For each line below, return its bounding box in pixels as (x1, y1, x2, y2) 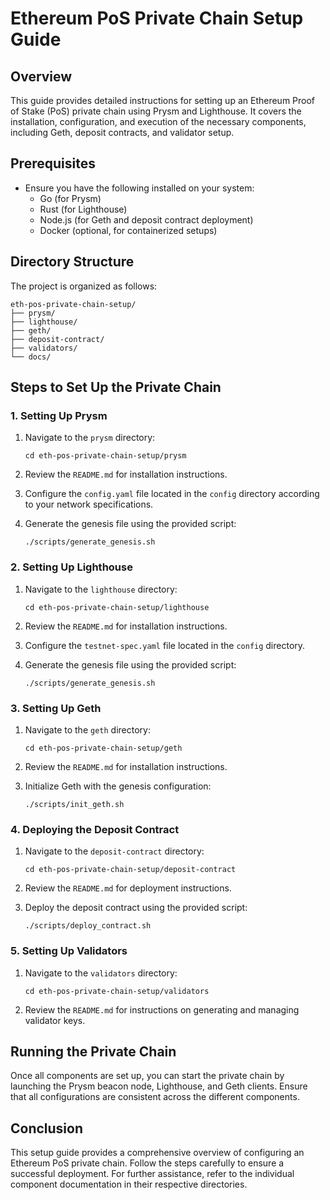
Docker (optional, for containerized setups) (39, 224, 218, 236)
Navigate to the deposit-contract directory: (24, 845, 205, 857)
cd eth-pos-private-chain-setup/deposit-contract (24, 865, 237, 875)
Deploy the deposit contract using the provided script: (24, 902, 248, 914)
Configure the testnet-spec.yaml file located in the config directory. (24, 639, 306, 651)
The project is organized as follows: (10, 280, 158, 292)
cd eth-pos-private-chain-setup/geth (24, 743, 183, 753)
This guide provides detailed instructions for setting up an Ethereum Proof (10, 95, 316, 106)
